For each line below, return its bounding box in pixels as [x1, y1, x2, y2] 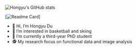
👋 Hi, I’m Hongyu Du [12, 23, 53, 29]
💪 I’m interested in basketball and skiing [12, 28, 92, 34]
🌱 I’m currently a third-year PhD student [12, 34, 92, 39]
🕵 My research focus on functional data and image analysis [12, 39, 133, 44]
